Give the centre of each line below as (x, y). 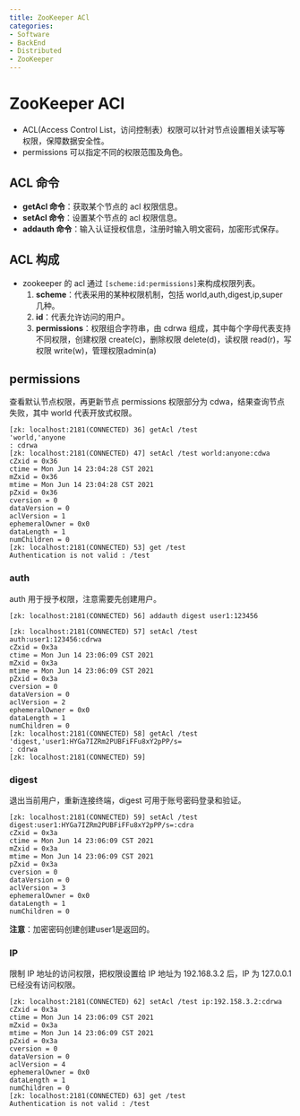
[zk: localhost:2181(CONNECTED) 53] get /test (98, 548)
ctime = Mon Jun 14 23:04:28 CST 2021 (81, 469)
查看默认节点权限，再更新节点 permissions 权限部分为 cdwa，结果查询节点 (147, 402)
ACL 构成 (34, 260)
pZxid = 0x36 (34, 493)
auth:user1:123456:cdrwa (56, 639)
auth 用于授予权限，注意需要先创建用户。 (85, 598)
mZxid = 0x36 (34, 477)
